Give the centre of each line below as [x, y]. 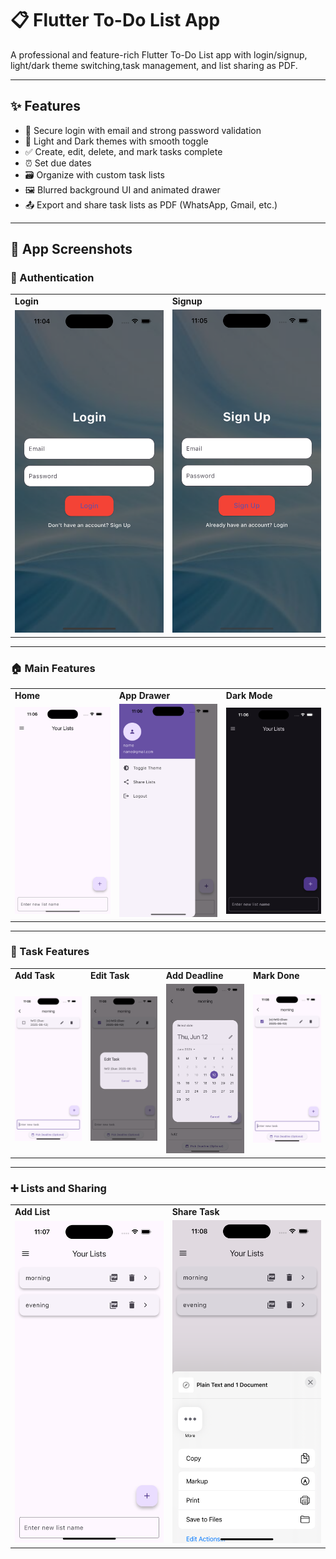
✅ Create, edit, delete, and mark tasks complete [123, 151]
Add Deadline [194, 975]
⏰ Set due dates [58, 163]
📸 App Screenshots [71, 249]
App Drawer [144, 695]
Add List [32, 1211]
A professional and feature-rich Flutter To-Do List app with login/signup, [159, 54]
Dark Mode [249, 695]
